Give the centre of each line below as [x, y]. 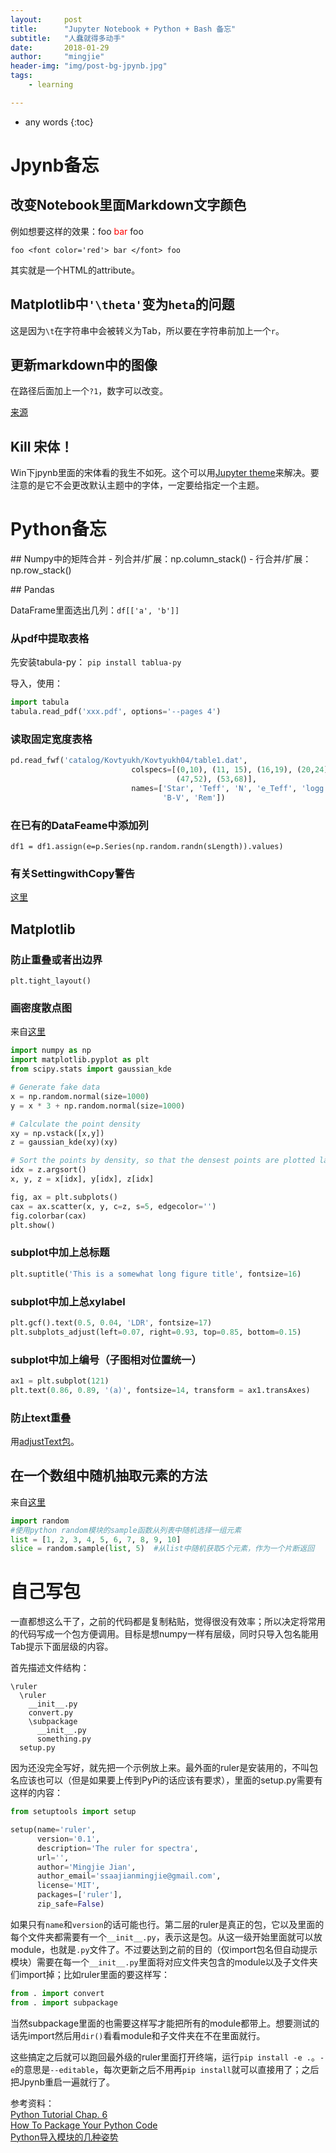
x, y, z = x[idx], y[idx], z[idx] [82, 1179]
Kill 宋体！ [42, 446]
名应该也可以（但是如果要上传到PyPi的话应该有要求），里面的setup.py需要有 [166, 1780]
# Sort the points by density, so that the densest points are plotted [162, 1161]
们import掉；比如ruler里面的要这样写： [90, 1974]
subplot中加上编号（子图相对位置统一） [106, 1359]
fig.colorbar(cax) [48, 1216]
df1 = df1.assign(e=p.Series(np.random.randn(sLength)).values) [147, 847]
